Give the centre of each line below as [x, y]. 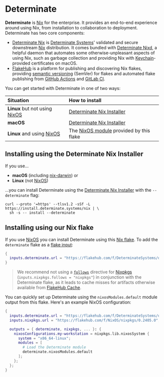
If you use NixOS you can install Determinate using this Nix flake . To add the [82, 239]
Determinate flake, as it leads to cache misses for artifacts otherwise [86, 283]
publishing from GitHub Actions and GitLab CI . [59, 79]
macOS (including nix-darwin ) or [45, 175]
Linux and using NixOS [34, 133]
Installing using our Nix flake [49, 228]
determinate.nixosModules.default [58, 352]
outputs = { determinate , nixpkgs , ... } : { [55, 329]
